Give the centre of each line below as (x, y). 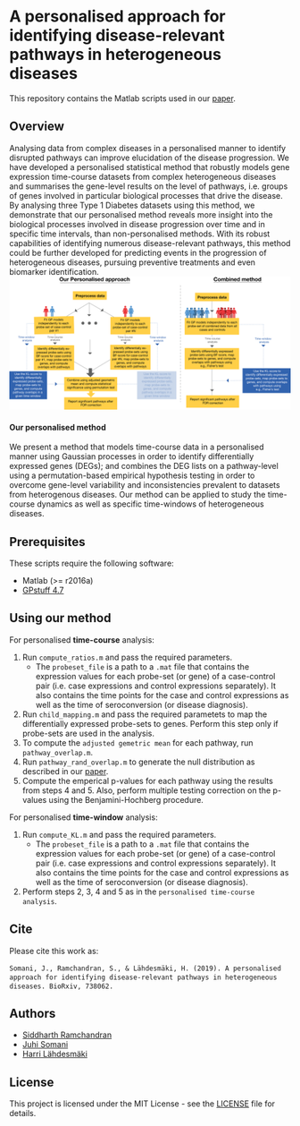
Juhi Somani (45, 1045)
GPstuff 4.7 (43, 590)
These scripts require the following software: (92, 563)
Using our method (60, 618)
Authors (33, 1014)
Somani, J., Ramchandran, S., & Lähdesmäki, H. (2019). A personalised (145, 968)
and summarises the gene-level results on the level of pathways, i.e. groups (149, 186)
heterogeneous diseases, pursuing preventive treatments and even (133, 262)
